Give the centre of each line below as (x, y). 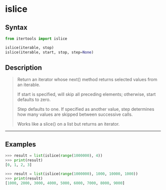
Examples (21, 144)
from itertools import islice (36, 39)
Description (23, 68)
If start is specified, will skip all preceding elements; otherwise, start (86, 95)
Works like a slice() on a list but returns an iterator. (68, 124)
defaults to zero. (34, 99)
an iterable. (29, 85)
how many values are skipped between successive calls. (75, 114)
